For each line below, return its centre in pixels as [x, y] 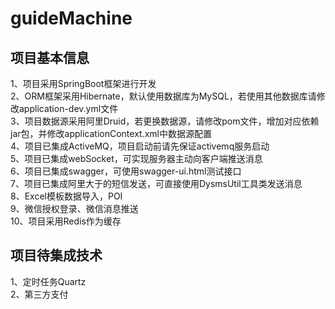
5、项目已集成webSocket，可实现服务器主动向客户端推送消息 [136, 158]
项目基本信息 [50, 57]
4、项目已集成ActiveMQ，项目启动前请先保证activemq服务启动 [140, 146]
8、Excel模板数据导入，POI [66, 196]
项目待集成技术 [56, 255]
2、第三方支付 [39, 294]
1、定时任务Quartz [48, 281]
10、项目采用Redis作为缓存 [66, 221]
